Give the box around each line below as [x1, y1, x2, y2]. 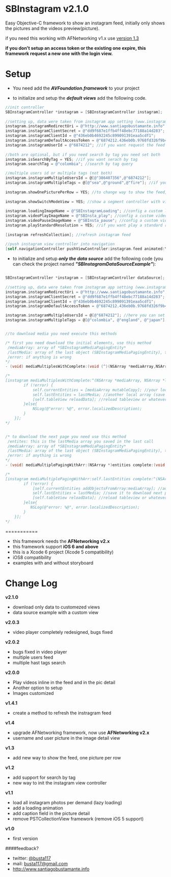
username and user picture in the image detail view [12, 735, 121, 741]
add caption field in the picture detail [12, 810, 90, 816]
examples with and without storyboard [12, 560, 94, 566]
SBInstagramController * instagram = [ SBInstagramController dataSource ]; [5, 275, 165, 280]
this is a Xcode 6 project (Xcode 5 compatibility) [12, 549, 114, 555]
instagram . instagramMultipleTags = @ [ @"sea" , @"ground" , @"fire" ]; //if [5, 180, 158, 185]
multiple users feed [12, 654, 53, 660]
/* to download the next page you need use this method [5, 434, 126, 439]
